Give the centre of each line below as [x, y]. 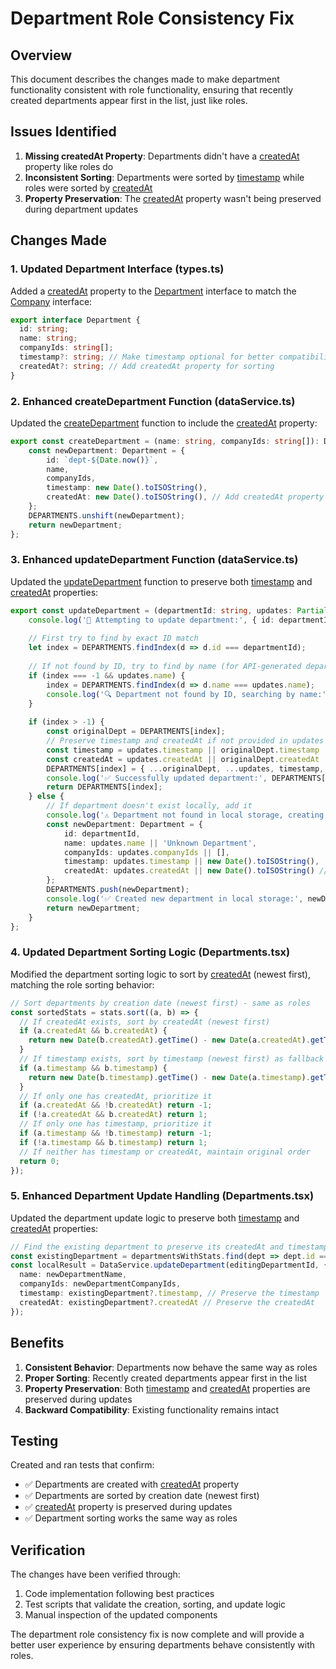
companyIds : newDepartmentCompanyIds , [100, 1284]
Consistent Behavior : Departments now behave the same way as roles [171, 1367]
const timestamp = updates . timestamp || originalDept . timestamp [183, 750]
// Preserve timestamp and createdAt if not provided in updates [185, 741]
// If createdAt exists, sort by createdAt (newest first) [145, 1022]
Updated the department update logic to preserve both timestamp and [155, 1218]
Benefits [37, 1343]
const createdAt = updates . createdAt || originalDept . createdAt [183, 759]
